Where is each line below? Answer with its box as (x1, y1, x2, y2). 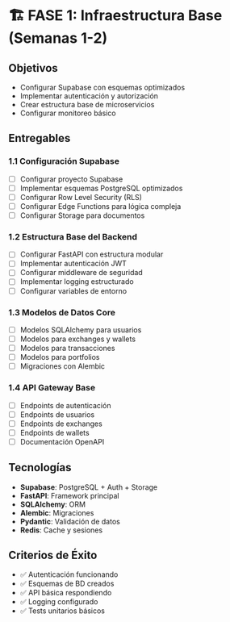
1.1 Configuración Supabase (8, 156, 119, 167)
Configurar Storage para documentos (19, 211, 145, 220)
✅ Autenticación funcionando (19, 570, 119, 579)
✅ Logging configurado (19, 597, 98, 607)
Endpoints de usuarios (19, 409, 95, 420)
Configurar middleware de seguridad (19, 268, 143, 278)
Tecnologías (8, 461, 72, 474)
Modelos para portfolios (19, 353, 100, 362)
